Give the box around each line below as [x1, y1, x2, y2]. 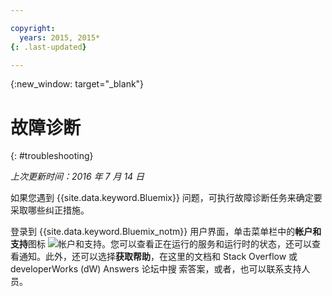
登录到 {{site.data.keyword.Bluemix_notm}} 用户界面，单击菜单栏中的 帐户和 [10, 226, 322, 238]
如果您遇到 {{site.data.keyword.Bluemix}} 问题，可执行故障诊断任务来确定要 [10, 192, 323, 204]
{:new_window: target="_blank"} [10, 78, 145, 90]
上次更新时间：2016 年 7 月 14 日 [10, 171, 145, 183]
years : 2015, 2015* [19, 32, 101, 43]
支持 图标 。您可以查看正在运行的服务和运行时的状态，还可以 [10, 238, 312, 250]
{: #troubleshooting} [10, 150, 94, 162]
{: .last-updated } [10, 42, 87, 52]
